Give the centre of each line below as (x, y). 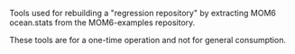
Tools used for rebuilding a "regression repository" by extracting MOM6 (143, 13)
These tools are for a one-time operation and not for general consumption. (148, 40)
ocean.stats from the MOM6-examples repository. (102, 22)
